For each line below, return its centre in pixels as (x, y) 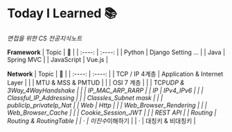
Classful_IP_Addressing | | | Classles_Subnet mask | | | (85, 97)
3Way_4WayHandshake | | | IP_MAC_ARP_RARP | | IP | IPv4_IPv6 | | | (105, 90)
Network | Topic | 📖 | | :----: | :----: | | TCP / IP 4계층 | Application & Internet (115, 74)
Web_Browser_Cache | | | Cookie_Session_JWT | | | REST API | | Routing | (112, 113)
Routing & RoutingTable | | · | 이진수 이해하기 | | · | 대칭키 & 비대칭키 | (101, 121)
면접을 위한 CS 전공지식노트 (45, 38)
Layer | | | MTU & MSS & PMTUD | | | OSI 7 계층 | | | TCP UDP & (96, 82)
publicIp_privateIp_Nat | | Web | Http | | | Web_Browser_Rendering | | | (107, 105)
